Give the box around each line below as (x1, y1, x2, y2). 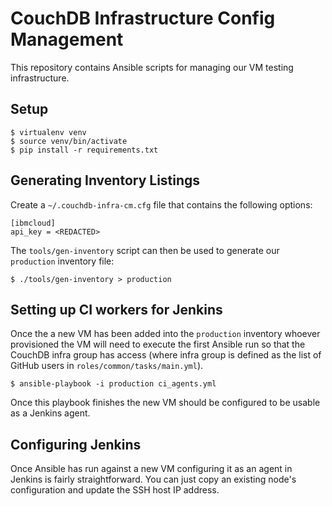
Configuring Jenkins (10, 436, 142, 453)
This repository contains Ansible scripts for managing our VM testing (10, 61, 294, 73)
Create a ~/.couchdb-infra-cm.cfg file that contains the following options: (10, 198, 313, 211)
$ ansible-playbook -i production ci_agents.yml (10, 379, 217, 389)
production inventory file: (10, 255, 115, 267)
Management (10, 28, 124, 51)
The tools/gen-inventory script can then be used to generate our (10, 244, 280, 256)
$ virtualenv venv (10, 127, 87, 137)
